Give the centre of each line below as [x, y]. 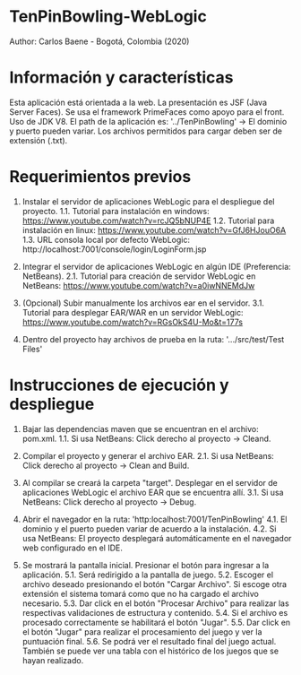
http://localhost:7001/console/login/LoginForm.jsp [114, 249]
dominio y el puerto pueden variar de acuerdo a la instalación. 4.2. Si [149, 528]
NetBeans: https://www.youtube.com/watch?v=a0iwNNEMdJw [138, 285]
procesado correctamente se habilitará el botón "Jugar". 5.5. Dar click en [156, 622]
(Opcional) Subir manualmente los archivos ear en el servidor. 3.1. [143, 303]
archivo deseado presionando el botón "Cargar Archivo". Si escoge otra [155, 584]
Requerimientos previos [100, 177]
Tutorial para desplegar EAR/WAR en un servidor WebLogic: [133, 312]
